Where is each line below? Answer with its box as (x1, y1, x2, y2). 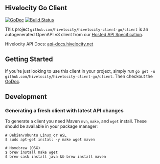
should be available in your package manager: (5, 123, 98, 129)
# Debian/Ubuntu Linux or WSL (5, 133, 67, 138)
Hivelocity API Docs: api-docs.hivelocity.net (5, 41, 93, 47)
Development (5, 93, 47, 101)
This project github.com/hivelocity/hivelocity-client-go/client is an (5, 26, 148, 32)
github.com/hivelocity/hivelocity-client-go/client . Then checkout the (5, 73, 153, 79)
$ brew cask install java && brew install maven (5, 154, 106, 159)
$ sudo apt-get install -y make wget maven (5, 137, 95, 142)
